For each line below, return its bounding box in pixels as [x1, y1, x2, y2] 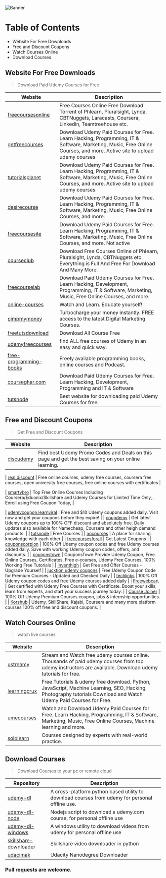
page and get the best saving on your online [38, 455, 140, 462]
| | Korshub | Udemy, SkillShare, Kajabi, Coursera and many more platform [5, 599, 156, 605]
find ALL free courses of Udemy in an [59, 337, 147, 344]
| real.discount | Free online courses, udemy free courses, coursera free [5, 474, 152, 480]
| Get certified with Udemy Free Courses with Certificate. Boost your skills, [5, 583, 157, 589]
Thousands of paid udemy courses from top [41, 658, 144, 665]
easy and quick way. [59, 344, 107, 351]
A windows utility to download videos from [50, 823, 149, 830]
